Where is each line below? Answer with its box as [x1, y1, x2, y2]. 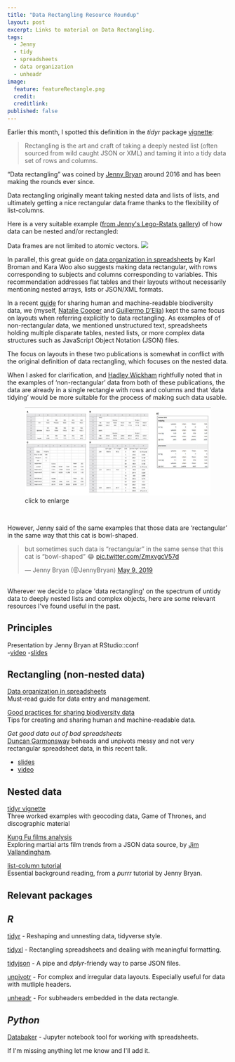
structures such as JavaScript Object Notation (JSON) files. [7, 336, 180, 344]
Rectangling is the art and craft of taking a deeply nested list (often [24, 141, 218, 150]
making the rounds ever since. [7, 178, 95, 186]
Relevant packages [7, 889, 93, 901]
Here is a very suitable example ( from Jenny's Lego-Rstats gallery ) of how [7, 220, 222, 228]
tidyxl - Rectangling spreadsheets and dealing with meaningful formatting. [7, 945, 222, 954]
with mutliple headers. [7, 980, 72, 989]
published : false [7, 108, 58, 115]
